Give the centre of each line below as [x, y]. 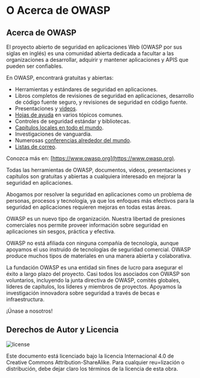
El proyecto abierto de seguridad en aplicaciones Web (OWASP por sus [94, 47]
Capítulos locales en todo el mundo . [59, 127]
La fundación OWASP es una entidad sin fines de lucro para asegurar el [95, 267]
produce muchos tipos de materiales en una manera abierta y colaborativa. [99, 256]
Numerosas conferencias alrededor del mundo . [73, 140]
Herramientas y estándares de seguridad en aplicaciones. [86, 89]
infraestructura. [25, 299]
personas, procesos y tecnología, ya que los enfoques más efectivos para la [100, 201]
